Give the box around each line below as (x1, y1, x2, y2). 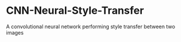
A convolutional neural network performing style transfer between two (6, 23, 175, 30)
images (6, 29, 24, 36)
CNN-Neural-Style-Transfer (6, 4, 144, 17)
